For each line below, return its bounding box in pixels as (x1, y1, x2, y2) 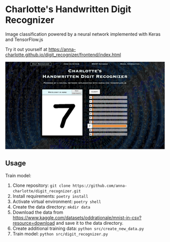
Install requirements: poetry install (12, 193, 89, 199)
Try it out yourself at (5, 46, 48, 52)
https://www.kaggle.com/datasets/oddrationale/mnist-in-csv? (12, 214, 142, 221)
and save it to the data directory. (56, 220, 123, 226)
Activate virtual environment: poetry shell (12, 198, 101, 205)
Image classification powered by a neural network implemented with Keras (5, 31, 161, 37)
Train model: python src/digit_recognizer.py (12, 230, 108, 236)
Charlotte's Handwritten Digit (5, 4, 132, 15)
